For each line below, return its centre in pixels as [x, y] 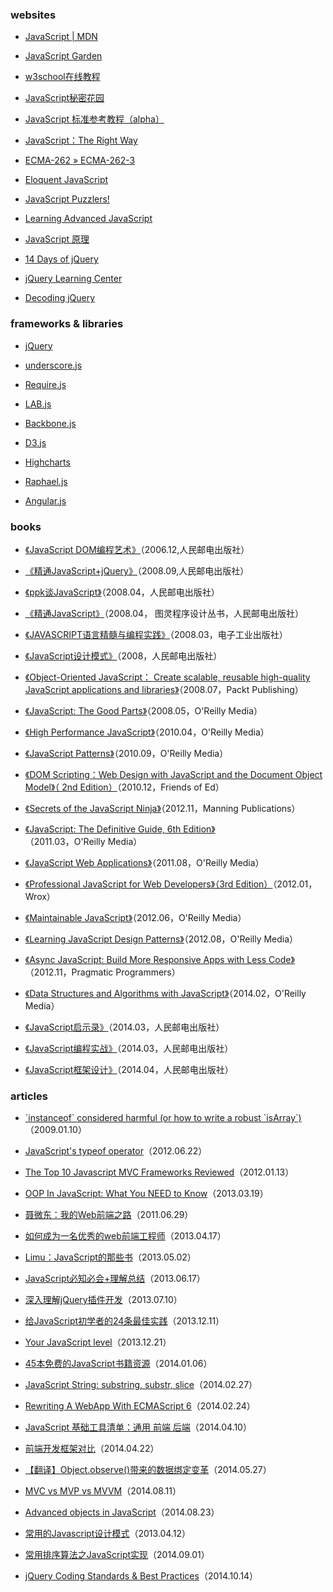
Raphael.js [46, 481]
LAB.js [38, 404]
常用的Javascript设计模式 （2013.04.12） [107, 1534]
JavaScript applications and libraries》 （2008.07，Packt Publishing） [164, 689]
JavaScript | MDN [61, 37]
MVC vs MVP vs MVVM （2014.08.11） [103, 1491]
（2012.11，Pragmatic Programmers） [102, 972]
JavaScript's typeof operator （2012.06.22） [116, 1151]
